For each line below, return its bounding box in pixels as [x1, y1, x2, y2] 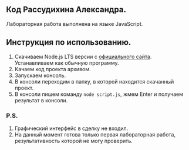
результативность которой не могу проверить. [14, 137, 133, 144]
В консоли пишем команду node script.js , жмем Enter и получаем [14, 91, 184, 98]
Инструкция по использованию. [6, 38, 131, 48]
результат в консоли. [14, 96, 68, 104]
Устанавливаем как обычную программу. [14, 59, 119, 66]
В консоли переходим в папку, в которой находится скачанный [14, 78, 174, 85]
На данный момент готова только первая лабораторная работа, [14, 131, 176, 138]
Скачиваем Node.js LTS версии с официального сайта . [14, 53, 152, 60]
